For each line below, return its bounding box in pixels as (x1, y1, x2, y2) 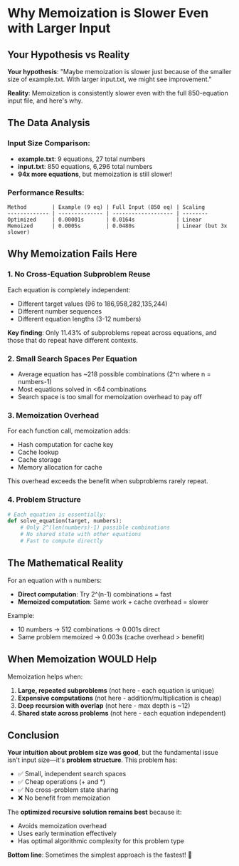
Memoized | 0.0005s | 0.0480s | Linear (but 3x (7, 222, 228, 230)
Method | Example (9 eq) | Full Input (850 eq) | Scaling (7, 203, 205, 211)
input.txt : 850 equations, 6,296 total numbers (17, 162, 153, 170)
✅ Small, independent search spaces (17, 770, 127, 778)
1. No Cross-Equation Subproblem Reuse (7, 269, 151, 279)
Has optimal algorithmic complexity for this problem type (17, 837, 185, 845)
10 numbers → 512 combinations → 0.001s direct (17, 625, 160, 634)
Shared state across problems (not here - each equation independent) (17, 708, 226, 717)
